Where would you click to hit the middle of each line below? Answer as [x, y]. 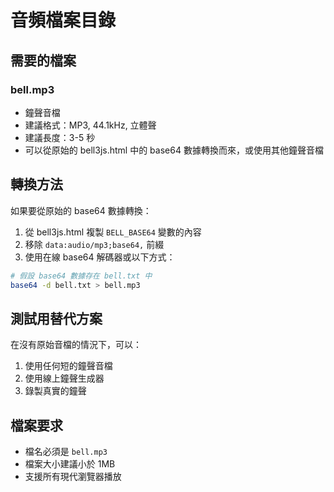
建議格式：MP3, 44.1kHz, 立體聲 [90, 125]
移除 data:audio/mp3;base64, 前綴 [94, 244]
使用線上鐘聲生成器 [64, 378]
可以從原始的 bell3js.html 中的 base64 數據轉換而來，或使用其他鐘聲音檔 [174, 150]
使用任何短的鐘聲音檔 [68, 366]
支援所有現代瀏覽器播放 [73, 477]
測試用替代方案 [56, 318]
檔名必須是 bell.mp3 [66, 452]
